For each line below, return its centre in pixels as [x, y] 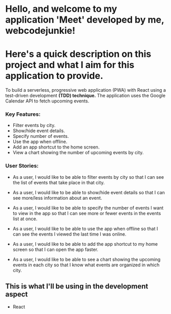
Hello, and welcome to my [61, 9]
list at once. [25, 219]
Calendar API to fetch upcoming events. [47, 101]
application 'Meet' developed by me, [85, 20]
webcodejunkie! [40, 31]
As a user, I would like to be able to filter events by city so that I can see [88, 177]
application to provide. [54, 76]
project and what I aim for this [70, 65]
